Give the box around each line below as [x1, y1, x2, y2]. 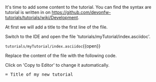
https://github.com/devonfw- [52, 9, 111, 15]
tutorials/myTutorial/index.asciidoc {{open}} [5, 43, 101, 49]
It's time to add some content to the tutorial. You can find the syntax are [5, 4, 152, 10]
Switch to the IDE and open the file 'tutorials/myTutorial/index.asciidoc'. [5, 34, 151, 39]
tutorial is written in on [5, 9, 51, 15]
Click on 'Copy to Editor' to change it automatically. [5, 62, 110, 68]
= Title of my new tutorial [5, 72, 73, 77]
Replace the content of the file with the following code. [5, 53, 117, 58]
